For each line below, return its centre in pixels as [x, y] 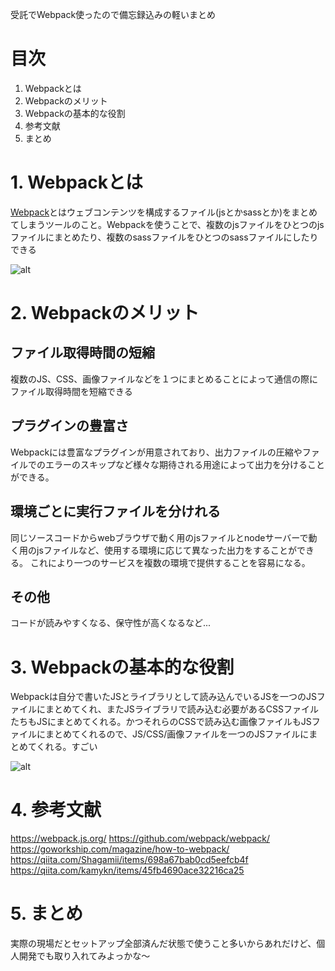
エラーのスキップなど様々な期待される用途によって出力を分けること [184, 464]
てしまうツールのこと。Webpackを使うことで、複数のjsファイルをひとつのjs [167, 224]
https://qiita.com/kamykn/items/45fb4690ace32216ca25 [127, 870]
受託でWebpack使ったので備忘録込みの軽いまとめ [113, 14]
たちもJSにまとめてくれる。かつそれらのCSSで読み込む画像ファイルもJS [161, 722]
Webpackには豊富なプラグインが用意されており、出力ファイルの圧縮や [156, 452]
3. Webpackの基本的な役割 [122, 667]
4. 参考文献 [56, 810]
